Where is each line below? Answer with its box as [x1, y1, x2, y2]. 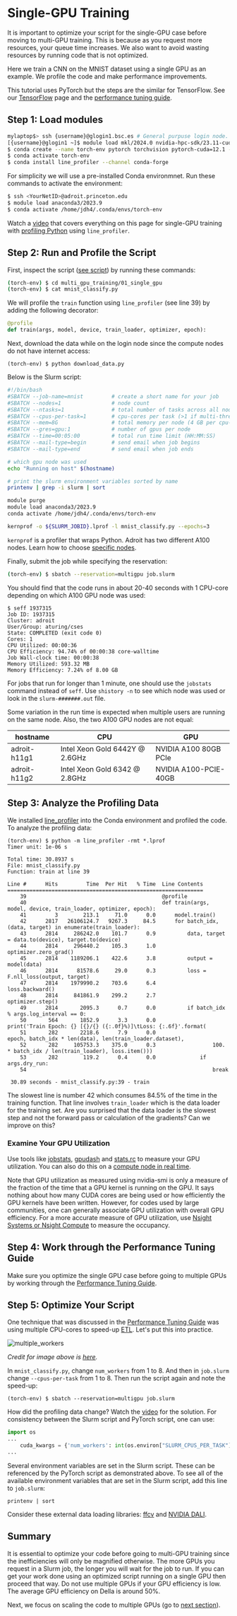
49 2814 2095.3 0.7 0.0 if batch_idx [20, 1004, 226, 1011]
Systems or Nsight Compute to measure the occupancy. [7, 1221, 171, 1229]
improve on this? [7, 1121, 56, 1129]
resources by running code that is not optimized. [7, 51, 149, 59]
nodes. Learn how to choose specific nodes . [7, 543, 137, 552]
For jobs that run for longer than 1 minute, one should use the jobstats [7, 679, 212, 687]
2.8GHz [60, 773, 87, 783]
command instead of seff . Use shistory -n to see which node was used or [7, 686, 226, 694]
